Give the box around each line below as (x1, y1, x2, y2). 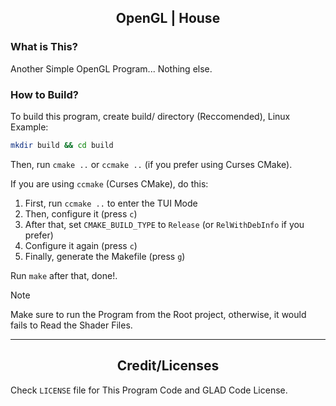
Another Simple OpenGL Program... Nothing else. (10, 62, 213, 75)
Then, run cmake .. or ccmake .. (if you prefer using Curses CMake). (10, 158, 293, 170)
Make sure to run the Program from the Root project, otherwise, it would (10, 308, 307, 320)
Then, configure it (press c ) (24, 207, 138, 220)
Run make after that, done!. (10, 269, 118, 281)
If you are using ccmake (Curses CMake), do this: (10, 177, 209, 190)
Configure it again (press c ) (24, 239, 138, 251)
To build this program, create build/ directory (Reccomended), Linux (10, 110, 291, 122)
